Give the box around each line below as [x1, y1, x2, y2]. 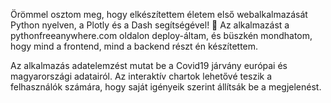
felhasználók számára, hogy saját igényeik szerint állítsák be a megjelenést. [10, 81, 322, 93]
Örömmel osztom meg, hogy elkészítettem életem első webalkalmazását [10, 9, 308, 20]
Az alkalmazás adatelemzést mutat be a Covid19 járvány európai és [10, 60, 288, 71]
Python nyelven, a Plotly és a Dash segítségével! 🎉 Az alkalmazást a [10, 19, 290, 31]
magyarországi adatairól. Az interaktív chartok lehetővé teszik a [10, 70, 273, 82]
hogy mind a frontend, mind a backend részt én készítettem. [10, 40, 259, 52]
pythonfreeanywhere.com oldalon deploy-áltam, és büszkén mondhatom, [10, 30, 313, 41]
